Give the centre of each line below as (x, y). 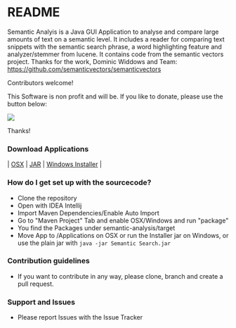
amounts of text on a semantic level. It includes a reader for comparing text (116, 39)
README (34, 12)
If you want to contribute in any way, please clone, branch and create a (120, 276)
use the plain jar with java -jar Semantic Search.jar (94, 243)
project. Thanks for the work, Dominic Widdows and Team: (92, 61)
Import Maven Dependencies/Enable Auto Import (88, 213)
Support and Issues (41, 302)
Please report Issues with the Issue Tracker (80, 317)
